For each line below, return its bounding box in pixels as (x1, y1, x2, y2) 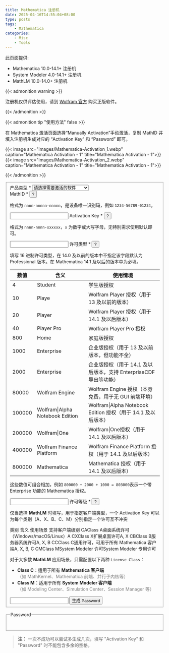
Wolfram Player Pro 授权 (88, 325, 146, 332)
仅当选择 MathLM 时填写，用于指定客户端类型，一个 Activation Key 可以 (10, 510, 160, 516)
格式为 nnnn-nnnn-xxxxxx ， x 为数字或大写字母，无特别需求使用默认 (10, 224, 148, 230)
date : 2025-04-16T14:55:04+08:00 (5, 12, 76, 17)
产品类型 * (10, 185, 31, 191)
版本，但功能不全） (88, 351, 134, 359)
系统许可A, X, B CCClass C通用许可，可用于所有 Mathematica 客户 (18, 539, 157, 545)
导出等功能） (88, 376, 119, 383)
